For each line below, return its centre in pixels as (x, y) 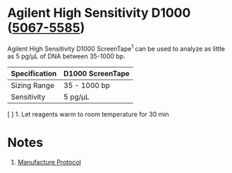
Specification (34, 73)
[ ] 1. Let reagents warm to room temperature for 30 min (88, 114)
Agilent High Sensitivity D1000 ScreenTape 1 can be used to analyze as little (116, 48)
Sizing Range (33, 85)
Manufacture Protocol (49, 162)
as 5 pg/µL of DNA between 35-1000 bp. (66, 56)
